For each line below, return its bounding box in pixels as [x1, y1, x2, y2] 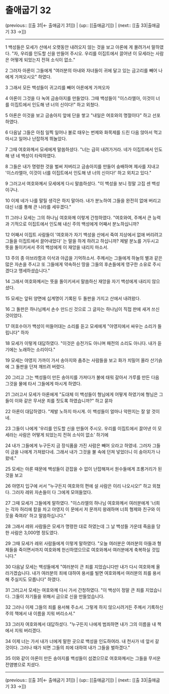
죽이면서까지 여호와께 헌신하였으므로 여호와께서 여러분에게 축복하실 [18, 547, 151, 553]
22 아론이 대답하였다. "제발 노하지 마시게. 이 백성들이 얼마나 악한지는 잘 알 [5, 408, 151, 414]
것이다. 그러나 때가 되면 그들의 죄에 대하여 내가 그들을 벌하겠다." [5, 645, 130, 651]
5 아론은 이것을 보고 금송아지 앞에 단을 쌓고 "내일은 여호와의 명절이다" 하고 [5, 112, 151, 118]
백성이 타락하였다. [21, 153, 56, 159]
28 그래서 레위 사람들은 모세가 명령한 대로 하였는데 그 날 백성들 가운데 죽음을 [5, 523, 155, 529]
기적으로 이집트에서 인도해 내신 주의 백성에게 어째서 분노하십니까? [10, 221, 139, 227]
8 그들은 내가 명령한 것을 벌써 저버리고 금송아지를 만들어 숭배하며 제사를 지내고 [5, 163, 159, 169]
